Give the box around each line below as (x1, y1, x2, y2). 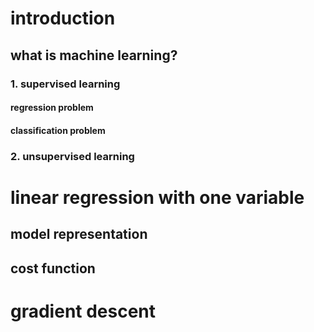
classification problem (10, 124, 106, 136)
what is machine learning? (10, 47, 178, 64)
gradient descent (10, 300, 157, 322)
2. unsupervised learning (10, 149, 135, 163)
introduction (10, 7, 116, 30)
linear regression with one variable (10, 186, 305, 209)
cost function (10, 260, 96, 277)
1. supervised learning (10, 77, 121, 91)
